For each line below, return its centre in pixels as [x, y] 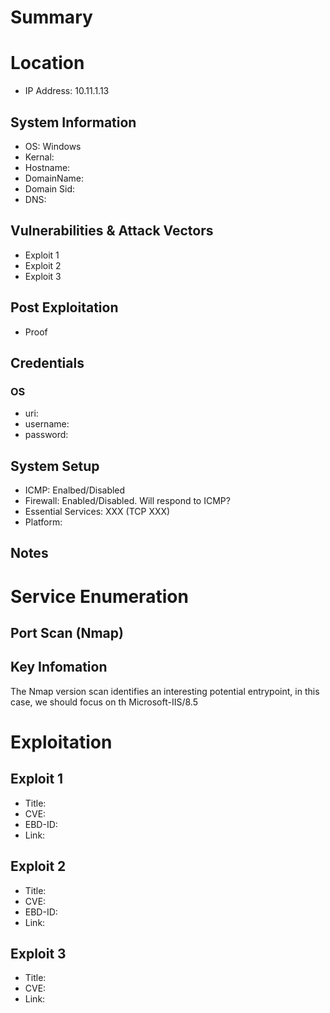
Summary [51, 17]
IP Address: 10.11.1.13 [67, 91]
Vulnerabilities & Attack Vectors [112, 231]
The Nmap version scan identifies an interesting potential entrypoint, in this [165, 691]
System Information [73, 122]
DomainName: [54, 178]
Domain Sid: [49, 188]
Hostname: [47, 167]
